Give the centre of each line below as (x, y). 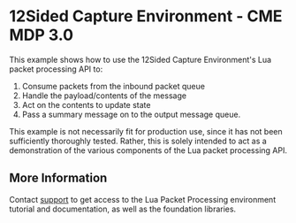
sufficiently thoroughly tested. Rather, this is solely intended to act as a (138, 141)
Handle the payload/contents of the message (104, 96)
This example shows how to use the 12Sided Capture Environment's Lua (140, 59)
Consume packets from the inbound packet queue (114, 86)
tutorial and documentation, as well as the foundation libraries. (123, 209)
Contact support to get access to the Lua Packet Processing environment (143, 199)
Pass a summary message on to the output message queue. (131, 114)
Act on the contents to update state (86, 104)
